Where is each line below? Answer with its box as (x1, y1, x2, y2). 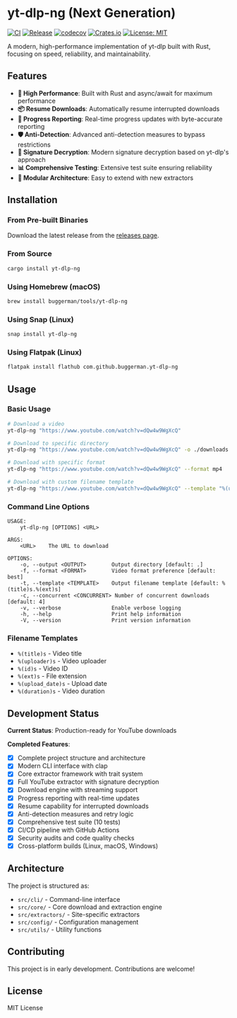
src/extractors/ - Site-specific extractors (17, 910, 140, 918)
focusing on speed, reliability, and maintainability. (7, 50, 151, 58)
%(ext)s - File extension (17, 672, 87, 680)
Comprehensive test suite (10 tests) (17, 818, 121, 826)
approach (17, 155, 46, 164)
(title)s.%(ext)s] (7, 586, 61, 593)
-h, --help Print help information (20, 611, 181, 618)
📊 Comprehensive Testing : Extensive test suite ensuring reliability (17, 163, 213, 171)
